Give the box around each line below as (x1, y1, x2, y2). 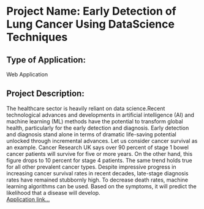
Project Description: (6, 89, 85, 99)
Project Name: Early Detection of (6, 4, 176, 18)
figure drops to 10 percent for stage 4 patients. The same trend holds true (6, 156, 193, 164)
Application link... (6, 196, 50, 203)
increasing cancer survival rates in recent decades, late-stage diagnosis (6, 169, 189, 177)
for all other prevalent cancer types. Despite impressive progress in (6, 163, 176, 170)
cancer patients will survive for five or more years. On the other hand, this (6, 150, 193, 157)
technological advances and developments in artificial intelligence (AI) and (6, 111, 195, 119)
